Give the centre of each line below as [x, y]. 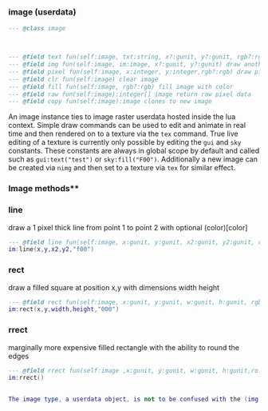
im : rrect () [26, 378]
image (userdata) [42, 12]
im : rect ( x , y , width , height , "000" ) [64, 309]
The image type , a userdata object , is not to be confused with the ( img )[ [137, 399]
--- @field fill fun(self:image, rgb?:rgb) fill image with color [121, 86]
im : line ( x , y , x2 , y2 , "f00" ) [51, 249]
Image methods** [44, 189]
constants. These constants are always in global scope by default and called [134, 151]
